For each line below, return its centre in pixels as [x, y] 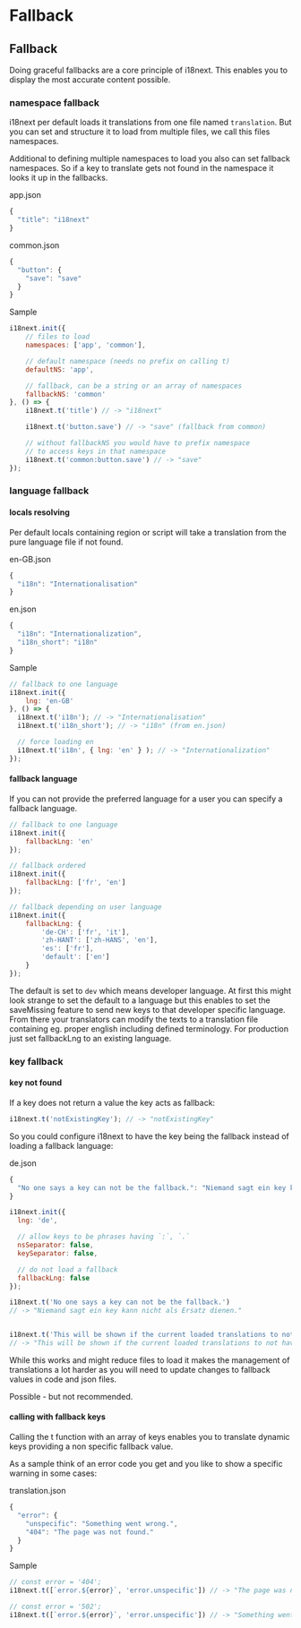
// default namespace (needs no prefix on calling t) [128, 361]
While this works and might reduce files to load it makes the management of [150, 1360]
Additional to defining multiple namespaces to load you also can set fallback [150, 159]
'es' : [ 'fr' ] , [68, 949]
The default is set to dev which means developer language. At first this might [150, 990]
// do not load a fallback [68, 1269]
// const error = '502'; [56, 1607]
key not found [36, 1083]
